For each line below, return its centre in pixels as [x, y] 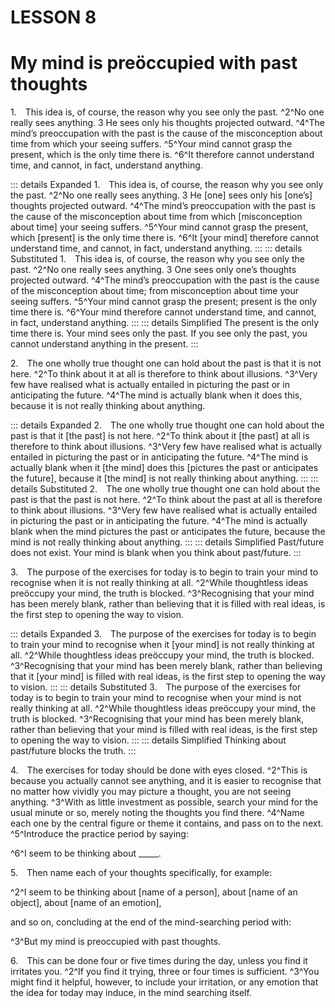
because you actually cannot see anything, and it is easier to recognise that [166, 781]
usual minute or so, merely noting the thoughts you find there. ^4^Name [157, 813]
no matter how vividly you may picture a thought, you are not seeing [151, 792]
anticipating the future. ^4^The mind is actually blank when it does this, [156, 395]
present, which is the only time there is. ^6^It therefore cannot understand [162, 155]
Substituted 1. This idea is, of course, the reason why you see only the [158, 259]
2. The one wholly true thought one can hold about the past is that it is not [166, 363]
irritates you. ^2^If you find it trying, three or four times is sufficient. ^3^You [165, 972]
